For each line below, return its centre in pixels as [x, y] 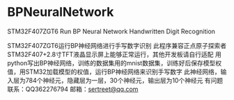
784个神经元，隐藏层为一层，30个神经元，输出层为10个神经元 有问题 [124, 80]
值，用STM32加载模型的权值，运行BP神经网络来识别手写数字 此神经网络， [114, 72]
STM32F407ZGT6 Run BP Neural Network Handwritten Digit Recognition [111, 31]
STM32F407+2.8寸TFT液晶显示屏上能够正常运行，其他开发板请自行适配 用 [114, 54]
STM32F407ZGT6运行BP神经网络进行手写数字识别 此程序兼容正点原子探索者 [117, 45]
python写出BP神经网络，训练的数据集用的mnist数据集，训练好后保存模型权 [114, 62]
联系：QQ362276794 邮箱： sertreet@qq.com [73, 89]
